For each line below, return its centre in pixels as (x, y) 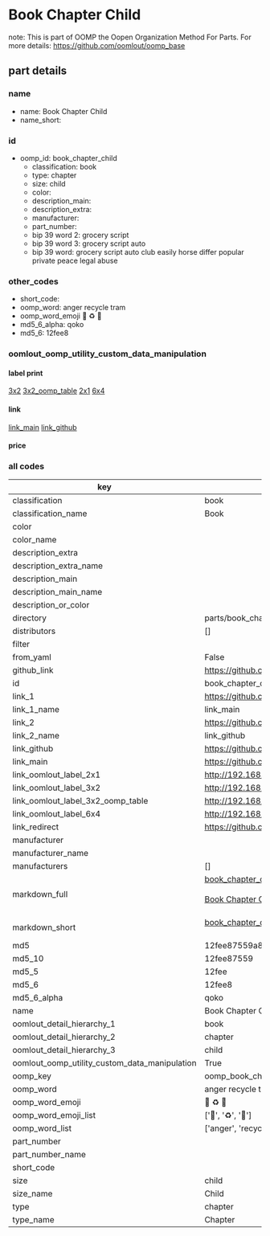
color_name (35, 540)
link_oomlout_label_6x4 (57, 814)
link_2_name (36, 735)
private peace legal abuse (75, 260)
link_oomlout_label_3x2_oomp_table (80, 801)
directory (29, 618)
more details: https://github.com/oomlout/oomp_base (97, 45)
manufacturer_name (51, 853)
